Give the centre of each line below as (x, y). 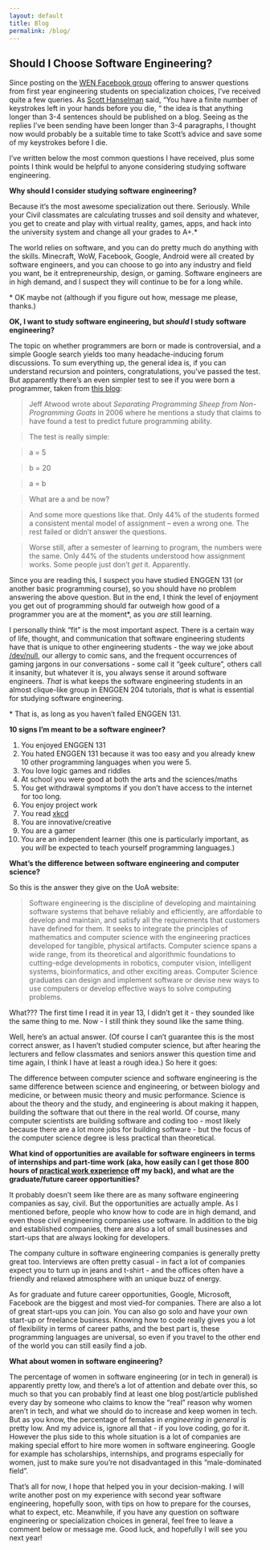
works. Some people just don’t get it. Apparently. (110, 565)
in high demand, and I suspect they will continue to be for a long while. (126, 282)
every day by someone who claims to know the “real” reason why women (131, 1403)
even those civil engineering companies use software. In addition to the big (133, 1221)
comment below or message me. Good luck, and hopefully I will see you (128, 1529)
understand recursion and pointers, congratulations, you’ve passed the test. (135, 372)
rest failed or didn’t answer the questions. (98, 532)
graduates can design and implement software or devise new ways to (144, 980)
